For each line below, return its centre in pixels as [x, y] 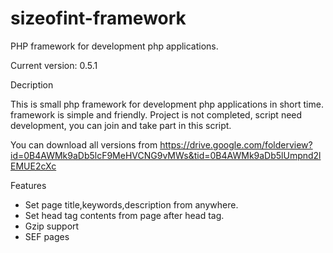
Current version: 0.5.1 [54, 65]
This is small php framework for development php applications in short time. [167, 104]
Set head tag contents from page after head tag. [124, 215]
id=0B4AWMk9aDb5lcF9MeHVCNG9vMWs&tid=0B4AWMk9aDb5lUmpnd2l [166, 155]
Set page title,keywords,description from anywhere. [131, 204]
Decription [32, 84]
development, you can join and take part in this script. [121, 125]
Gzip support [52, 226]
